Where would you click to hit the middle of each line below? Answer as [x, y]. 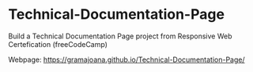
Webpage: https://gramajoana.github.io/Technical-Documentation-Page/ [126, 59]
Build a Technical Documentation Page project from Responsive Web [120, 36]
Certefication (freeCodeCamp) [58, 44]
